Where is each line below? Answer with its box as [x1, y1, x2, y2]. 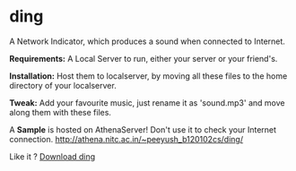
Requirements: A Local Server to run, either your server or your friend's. [9, 53, 278, 64]
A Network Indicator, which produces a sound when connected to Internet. [9, 36, 285, 47]
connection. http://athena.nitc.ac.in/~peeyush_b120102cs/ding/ [9, 133, 244, 144]
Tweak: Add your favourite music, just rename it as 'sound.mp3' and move [9, 97, 285, 108]
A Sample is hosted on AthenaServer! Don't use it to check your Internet [9, 124, 276, 135]
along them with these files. [9, 107, 112, 117]
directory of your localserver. [9, 80, 117, 90]
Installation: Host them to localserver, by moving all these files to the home [9, 70, 288, 81]
